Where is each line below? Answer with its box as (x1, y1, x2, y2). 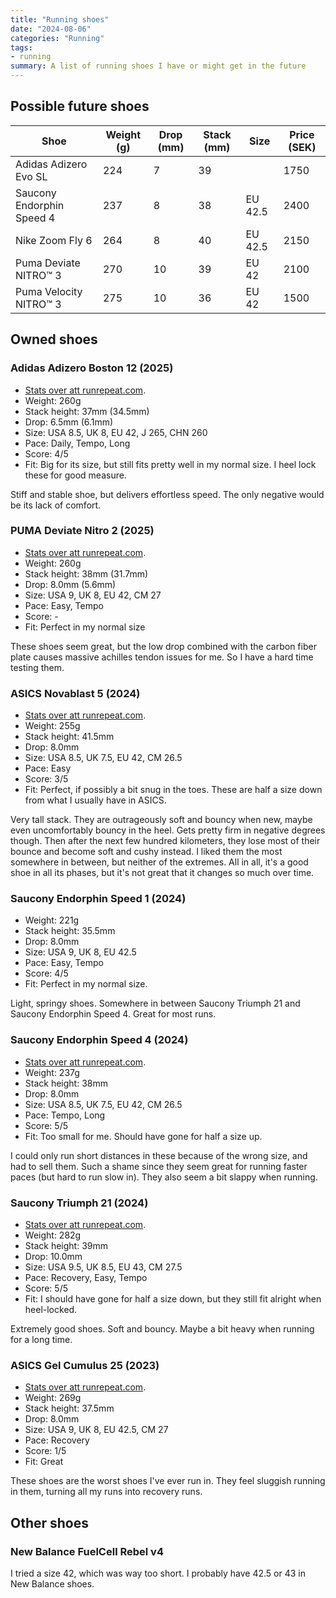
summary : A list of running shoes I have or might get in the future (10, 61, 307, 71)
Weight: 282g (24, 1229, 82, 1241)
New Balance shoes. (10, 1577, 95, 1590)
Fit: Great (24, 1456, 64, 1468)
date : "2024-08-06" (10, 24, 92, 34)
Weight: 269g (24, 1392, 82, 1404)
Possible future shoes (10, 98, 150, 115)
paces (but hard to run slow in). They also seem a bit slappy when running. (10, 1171, 318, 1183)
